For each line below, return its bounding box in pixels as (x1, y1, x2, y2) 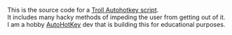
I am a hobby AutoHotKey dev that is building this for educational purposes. (7, 21, 226, 28)
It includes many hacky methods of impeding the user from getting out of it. (7, 13, 226, 21)
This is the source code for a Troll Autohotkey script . (7, 6, 159, 14)
